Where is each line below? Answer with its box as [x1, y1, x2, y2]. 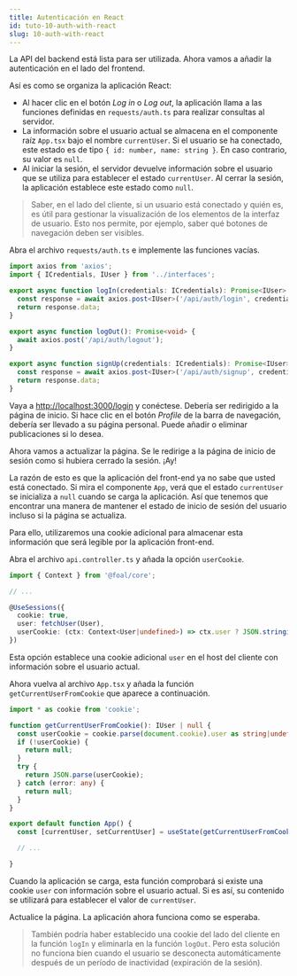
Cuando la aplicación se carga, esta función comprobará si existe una [9, 875, 263, 886]
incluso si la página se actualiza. [9, 510, 127, 520]
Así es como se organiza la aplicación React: [9, 81, 172, 91]
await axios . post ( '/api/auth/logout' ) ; [17, 335, 164, 344]
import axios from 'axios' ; [9, 262, 113, 271]
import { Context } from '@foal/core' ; [9, 571, 156, 580]
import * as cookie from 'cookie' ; [9, 705, 141, 714]
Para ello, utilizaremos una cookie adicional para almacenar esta [9, 527, 243, 537]
